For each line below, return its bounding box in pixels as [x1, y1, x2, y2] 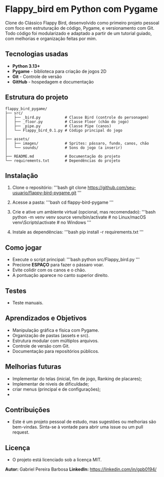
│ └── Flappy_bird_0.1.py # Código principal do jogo [5, 128, 123, 133]
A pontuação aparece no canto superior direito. [12, 272, 109, 278]
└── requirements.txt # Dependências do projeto [5, 158, 121, 163]
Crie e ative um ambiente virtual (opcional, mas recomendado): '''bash [12, 209, 156, 215]
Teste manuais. [12, 300, 43, 305]
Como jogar [5, 243, 42, 252]
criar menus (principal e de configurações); [12, 386, 101, 392]
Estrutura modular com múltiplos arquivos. [12, 338, 99, 344]
